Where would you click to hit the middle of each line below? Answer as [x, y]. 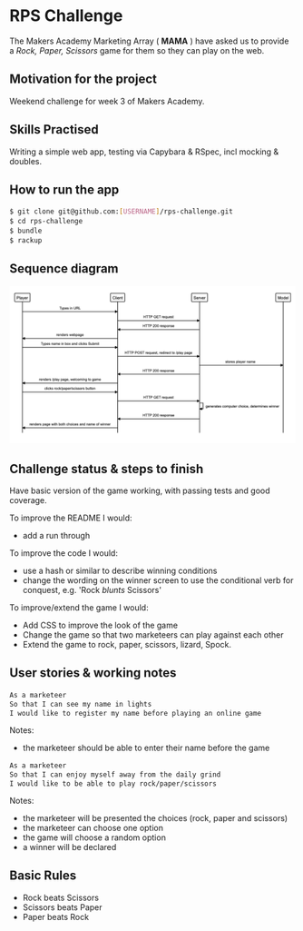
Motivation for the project [83, 79]
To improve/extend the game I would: [79, 608]
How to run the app [64, 189]
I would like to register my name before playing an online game [135, 713]
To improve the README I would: [71, 518]
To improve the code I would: [64, 553]
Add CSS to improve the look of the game [100, 625]
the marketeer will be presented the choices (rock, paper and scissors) [155, 817]
